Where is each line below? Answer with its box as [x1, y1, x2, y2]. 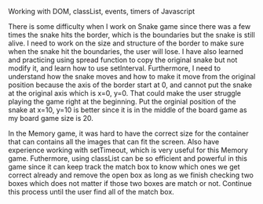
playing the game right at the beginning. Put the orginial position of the [8, 97, 237, 106]
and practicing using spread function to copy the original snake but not [8, 55, 238, 64]
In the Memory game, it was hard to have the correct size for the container [8, 129, 249, 138]
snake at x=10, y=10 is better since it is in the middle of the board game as [8, 105, 247, 115]
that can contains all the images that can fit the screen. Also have [8, 137, 220, 146]
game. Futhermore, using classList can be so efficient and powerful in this [8, 154, 247, 163]
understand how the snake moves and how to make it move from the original [8, 72, 256, 81]
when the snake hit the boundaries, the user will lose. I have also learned [8, 47, 243, 56]
